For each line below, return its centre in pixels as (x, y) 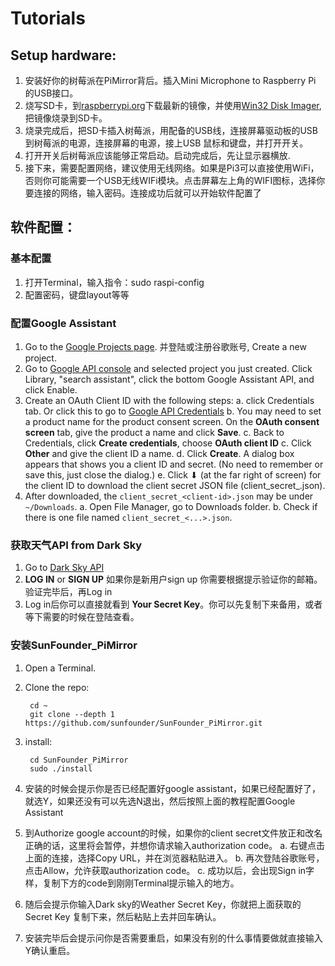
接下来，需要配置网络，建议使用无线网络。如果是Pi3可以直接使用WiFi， (172, 168)
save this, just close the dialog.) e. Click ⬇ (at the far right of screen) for (173, 474)
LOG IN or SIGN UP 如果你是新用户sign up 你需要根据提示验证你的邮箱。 (173, 579)
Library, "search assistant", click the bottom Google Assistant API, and (169, 379)
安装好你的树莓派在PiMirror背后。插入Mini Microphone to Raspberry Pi (170, 80)
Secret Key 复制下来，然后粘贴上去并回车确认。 (123, 916)
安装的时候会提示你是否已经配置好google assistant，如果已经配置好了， (173, 788)
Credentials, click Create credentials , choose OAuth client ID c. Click (168, 443)
